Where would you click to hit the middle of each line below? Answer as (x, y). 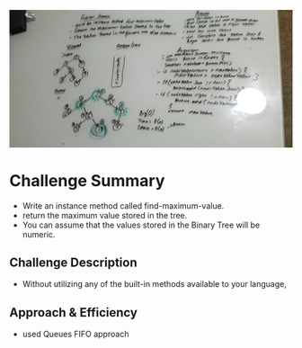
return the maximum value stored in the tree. (105, 215)
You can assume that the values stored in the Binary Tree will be (141, 225)
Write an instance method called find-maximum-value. (123, 205)
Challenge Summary (87, 180)
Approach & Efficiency (73, 312)
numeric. (39, 234)
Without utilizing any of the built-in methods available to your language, (155, 284)
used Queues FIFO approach (75, 335)
